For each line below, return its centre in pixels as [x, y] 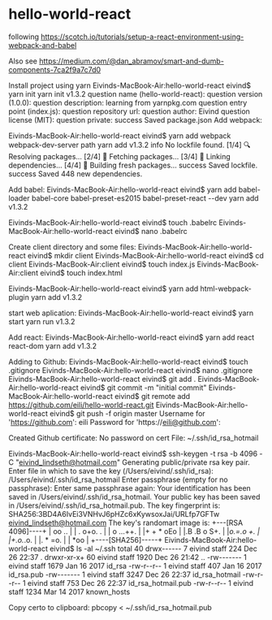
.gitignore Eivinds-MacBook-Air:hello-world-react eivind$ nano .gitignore [131, 370]
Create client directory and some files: [72, 247]
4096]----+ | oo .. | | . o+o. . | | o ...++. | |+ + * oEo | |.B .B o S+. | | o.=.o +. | [134, 531]
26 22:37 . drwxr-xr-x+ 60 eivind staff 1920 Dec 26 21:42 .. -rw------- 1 [128, 557]
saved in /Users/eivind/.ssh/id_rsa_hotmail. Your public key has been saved [134, 496]
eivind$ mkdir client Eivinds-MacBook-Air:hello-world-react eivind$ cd [145, 255]
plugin [19, 297]
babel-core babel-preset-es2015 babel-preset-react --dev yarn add [145, 198]
